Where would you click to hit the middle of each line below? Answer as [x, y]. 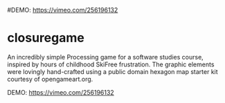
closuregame [46, 38]
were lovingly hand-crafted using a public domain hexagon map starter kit [112, 71]
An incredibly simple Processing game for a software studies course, [106, 57]
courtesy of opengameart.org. [50, 79]
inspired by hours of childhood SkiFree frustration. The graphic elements [111, 64]
